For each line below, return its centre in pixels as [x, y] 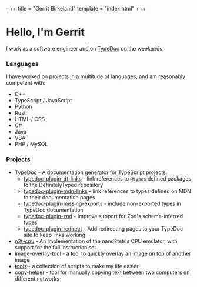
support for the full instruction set [55, 247]
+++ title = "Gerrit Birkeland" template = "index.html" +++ [76, 9]
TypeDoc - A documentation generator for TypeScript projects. [91, 172]
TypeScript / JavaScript [43, 101]
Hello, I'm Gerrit [46, 32]
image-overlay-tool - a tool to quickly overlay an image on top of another [103, 253]
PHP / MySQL [31, 144]
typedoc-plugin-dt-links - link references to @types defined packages [107, 178]
